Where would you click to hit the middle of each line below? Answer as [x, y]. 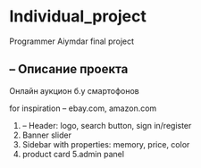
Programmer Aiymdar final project [72, 41]
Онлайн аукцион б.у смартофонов [75, 90]
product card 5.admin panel [73, 154]
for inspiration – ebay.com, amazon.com [83, 108]
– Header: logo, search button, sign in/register [107, 125]
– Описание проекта [69, 69]
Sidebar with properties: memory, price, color [106, 144]
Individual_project [78, 17]
